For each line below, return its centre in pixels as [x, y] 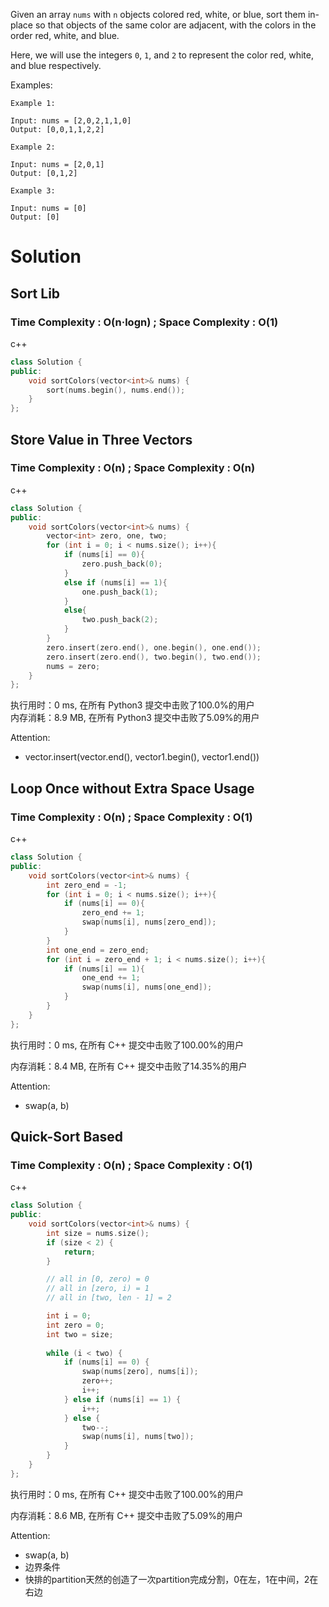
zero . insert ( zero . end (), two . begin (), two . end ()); [154, 657]
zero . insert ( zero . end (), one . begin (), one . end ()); [154, 647]
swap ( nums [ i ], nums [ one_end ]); [147, 987]
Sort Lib [35, 293]
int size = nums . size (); [98, 1233]
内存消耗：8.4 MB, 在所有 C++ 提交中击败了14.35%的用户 [129, 1066]
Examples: [31, 85]
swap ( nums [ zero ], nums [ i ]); [140, 1372]
